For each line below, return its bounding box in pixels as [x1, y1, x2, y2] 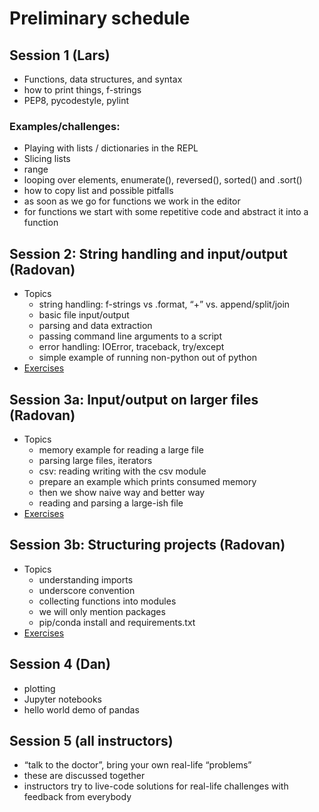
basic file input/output [38, 309, 130, 321]
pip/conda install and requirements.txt [38, 616, 196, 628]
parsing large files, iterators [38, 454, 153, 466]
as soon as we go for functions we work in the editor [23, 195, 241, 207]
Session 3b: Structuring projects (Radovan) [9, 537, 286, 554]
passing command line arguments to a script [38, 330, 222, 342]
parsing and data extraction [38, 320, 153, 332]
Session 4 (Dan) [9, 656, 111, 673]
